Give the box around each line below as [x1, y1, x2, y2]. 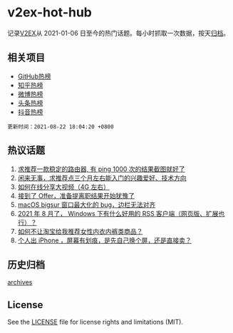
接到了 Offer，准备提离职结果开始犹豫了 [17, 191, 135, 200]
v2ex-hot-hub [7, 4, 93, 21]
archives [7, 278, 33, 287]
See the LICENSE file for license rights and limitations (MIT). [7, 318, 184, 327]
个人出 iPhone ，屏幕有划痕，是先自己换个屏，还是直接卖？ [17, 236, 192, 245]
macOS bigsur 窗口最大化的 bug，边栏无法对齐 [17, 200, 156, 209]
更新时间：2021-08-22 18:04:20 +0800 [7, 123, 114, 130]
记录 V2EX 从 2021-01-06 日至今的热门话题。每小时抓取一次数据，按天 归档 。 [7, 29, 230, 37]
